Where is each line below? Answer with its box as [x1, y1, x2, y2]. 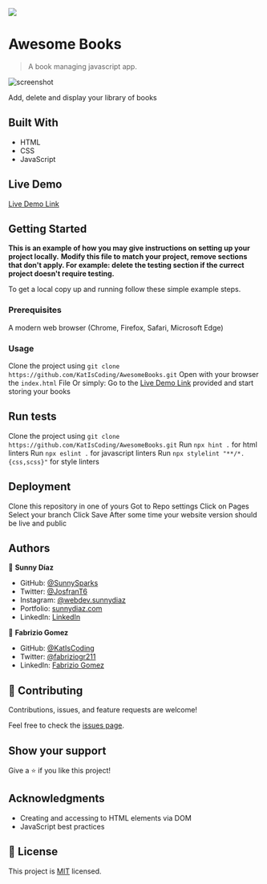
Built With [8, 116, 59, 130]
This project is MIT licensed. [8, 866, 102, 876]
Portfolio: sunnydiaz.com [19, 604, 103, 614]
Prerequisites [8, 305, 62, 316]
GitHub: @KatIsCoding [19, 643, 95, 653]
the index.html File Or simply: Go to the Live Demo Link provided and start [8, 378, 254, 387]
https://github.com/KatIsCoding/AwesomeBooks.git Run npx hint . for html [8, 440, 258, 449]
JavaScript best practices [19, 821, 105, 831]
